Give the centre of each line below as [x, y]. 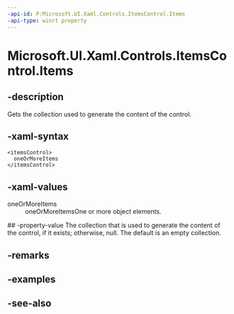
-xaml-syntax [38, 136]
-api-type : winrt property [47, 21]
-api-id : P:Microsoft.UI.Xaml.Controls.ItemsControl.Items [96, 14]
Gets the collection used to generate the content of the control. [99, 114]
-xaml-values [38, 186]
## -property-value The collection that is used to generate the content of [114, 225]
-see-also [29, 304]
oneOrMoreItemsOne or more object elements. [93, 212]
